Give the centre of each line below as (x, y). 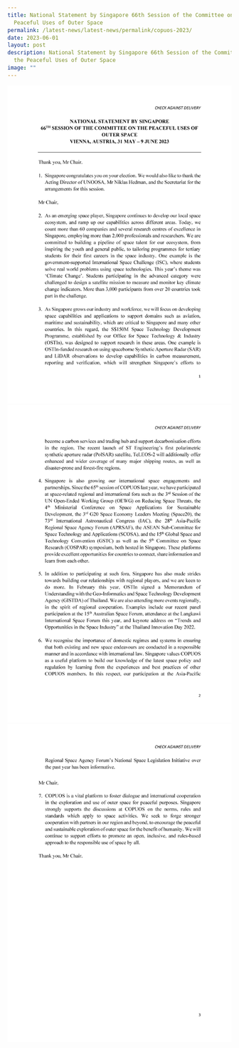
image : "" (22, 68)
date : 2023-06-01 (33, 38)
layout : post (27, 45)
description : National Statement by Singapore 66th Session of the (110, 53)
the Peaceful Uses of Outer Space (65, 61)
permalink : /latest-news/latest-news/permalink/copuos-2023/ (100, 30)
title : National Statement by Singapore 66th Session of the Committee (116, 15)
